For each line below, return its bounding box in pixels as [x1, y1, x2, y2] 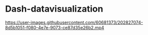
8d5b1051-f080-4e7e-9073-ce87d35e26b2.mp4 [5, 24, 104, 30]
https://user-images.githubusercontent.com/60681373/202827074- [5, 19, 144, 25]
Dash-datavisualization [5, 3, 103, 15]
